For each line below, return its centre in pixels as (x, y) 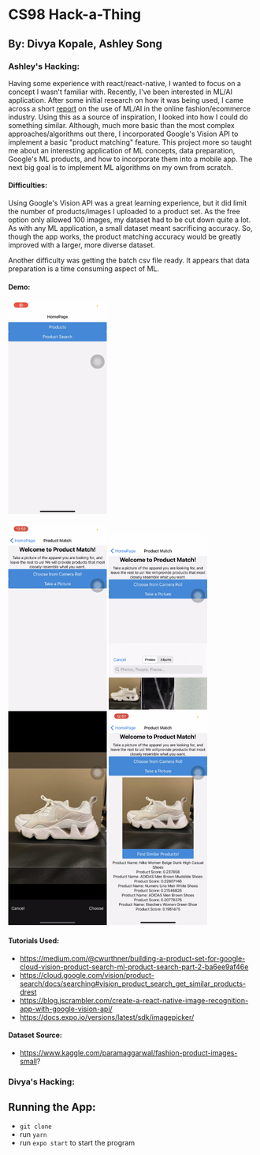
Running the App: (52, 1107)
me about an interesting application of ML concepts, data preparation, (122, 150)
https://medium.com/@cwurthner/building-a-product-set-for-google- (132, 958)
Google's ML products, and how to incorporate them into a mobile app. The (130, 159)
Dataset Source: (35, 1035)
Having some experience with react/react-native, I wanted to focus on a (125, 83)
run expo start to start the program (77, 1143)
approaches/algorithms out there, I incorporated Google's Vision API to (123, 134)
